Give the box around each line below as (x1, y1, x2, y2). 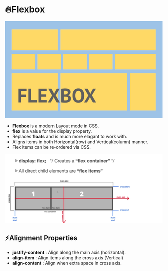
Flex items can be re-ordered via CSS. (12, 144, 91, 150)
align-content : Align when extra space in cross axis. (12, 260, 122, 266)
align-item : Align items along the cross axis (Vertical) (12, 254, 124, 261)
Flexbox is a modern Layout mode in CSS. (12, 123, 99, 129)
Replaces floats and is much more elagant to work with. (12, 134, 127, 140)
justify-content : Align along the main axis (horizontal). (12, 249, 126, 255)
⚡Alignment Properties (5, 234, 78, 242)
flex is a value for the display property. (12, 128, 92, 134)
